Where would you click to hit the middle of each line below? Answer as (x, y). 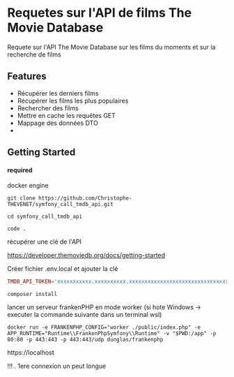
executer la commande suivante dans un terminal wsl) (85, 315)
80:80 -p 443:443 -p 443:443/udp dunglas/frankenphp (85, 340)
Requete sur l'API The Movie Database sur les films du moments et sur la (111, 47)
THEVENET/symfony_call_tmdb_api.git (60, 205)
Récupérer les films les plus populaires (73, 101)
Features (27, 76)
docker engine (28, 186)
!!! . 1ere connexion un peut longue (57, 366)
